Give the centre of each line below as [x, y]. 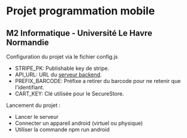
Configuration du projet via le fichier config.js [62, 57]
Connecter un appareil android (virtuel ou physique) [79, 123]
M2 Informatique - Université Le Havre [79, 33]
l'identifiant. [30, 87]
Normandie [28, 42]
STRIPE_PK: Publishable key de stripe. [62, 68]
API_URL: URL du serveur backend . [58, 75]
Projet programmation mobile [81, 11]
